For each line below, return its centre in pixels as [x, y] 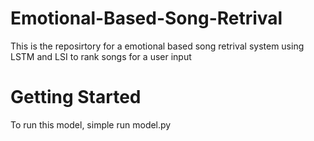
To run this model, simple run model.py [91, 124]
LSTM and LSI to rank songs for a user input [101, 56]
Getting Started [76, 97]
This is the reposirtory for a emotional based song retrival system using [157, 46]
